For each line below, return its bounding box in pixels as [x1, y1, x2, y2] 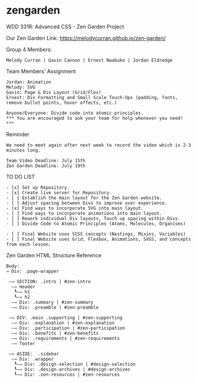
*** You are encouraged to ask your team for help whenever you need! [6, 115, 183, 121]
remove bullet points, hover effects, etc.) [6, 100, 117, 106]
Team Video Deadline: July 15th [6, 158, 86, 163]
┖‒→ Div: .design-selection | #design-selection [14, 361, 136, 367]
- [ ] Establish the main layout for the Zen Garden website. [6, 195, 162, 201]
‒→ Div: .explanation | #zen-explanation [11, 320, 115, 326]
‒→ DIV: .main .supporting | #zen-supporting [8, 315, 123, 320]
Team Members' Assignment [6, 67, 76, 74]
